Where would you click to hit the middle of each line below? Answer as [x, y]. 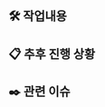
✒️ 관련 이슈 [39, 92]
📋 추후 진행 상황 [52, 54]
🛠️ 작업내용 [38, 16]
